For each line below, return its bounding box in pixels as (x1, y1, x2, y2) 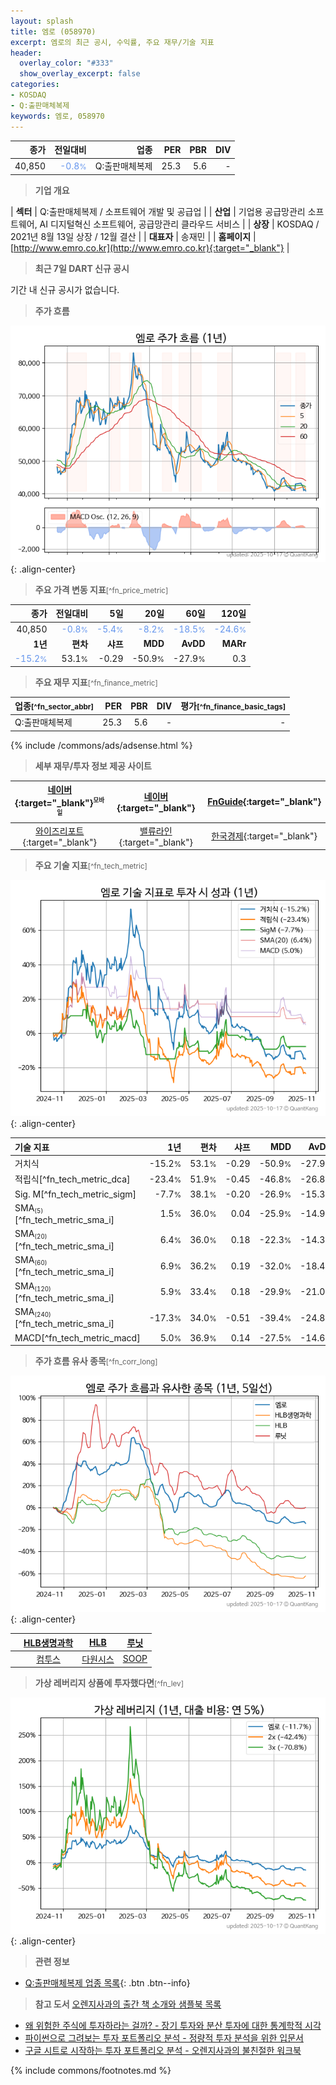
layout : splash (10, 16, 74, 26)
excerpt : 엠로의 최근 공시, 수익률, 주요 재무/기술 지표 (10, 37, 215, 47)
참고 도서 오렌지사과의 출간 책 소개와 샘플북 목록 (34, 1998, 222, 2010)
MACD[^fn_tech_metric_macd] (14, 1331, 141, 1344)
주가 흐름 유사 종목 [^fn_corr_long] (34, 1355, 158, 1367)
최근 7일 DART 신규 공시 (34, 262, 130, 274)
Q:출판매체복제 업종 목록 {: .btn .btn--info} (24, 1977, 191, 1989)
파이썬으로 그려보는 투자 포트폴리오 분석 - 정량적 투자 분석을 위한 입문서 (24, 2032, 304, 2044)
